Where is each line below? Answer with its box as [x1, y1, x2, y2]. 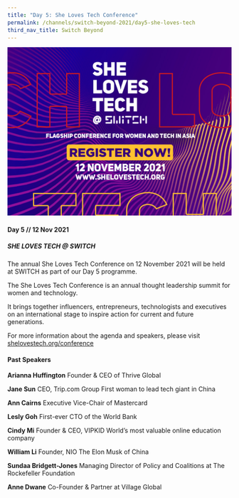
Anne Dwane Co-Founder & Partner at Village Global [7, 483, 162, 492]
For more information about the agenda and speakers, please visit [7, 331, 201, 340]
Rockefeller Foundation [7, 469, 75, 477]
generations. [7, 317, 45, 326]
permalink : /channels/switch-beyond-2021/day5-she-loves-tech [7, 19, 196, 26]
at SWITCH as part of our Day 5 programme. [7, 267, 137, 276]
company [7, 434, 36, 442]
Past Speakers [7, 355, 51, 363]
